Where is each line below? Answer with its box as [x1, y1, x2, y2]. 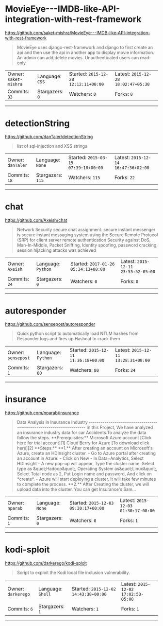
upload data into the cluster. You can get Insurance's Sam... [16, 486, 136, 492]
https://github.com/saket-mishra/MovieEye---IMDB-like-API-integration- [5, 30, 150, 35]
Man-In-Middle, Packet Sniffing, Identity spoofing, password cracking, [16, 242, 158, 248]
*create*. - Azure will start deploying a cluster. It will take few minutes [16, 476, 156, 482]
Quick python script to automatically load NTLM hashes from [16, 330, 139, 336]
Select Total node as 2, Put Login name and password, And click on [16, 470, 152, 477]
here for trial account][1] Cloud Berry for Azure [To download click [16, 440, 149, 446]
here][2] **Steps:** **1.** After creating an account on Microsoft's [16, 445, 153, 451]
